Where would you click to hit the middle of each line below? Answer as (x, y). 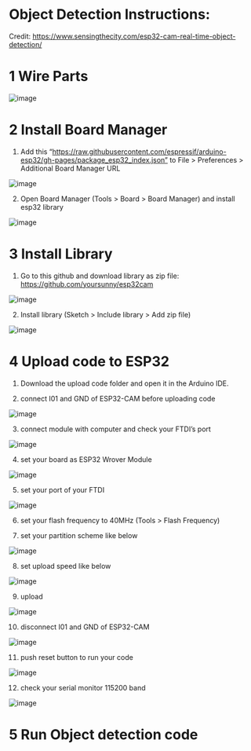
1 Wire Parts (49, 77)
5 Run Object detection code (104, 734)
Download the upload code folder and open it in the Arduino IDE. (125, 383)
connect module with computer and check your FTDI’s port (115, 429)
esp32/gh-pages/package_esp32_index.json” (94, 159)
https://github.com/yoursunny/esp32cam (87, 284)
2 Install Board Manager (88, 130)
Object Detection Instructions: (109, 15)
